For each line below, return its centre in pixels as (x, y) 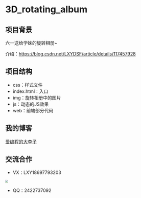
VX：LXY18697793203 (37, 172)
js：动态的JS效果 (31, 104)
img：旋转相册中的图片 (37, 97)
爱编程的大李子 (21, 142)
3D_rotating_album (46, 9)
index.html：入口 (30, 91)
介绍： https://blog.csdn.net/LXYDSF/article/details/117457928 (71, 54)
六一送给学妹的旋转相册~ (31, 43)
